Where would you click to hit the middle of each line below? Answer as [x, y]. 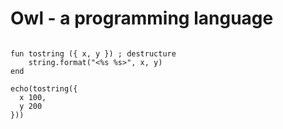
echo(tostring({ [44, 88]
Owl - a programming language [142, 18]
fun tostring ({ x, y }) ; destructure [93, 53]
